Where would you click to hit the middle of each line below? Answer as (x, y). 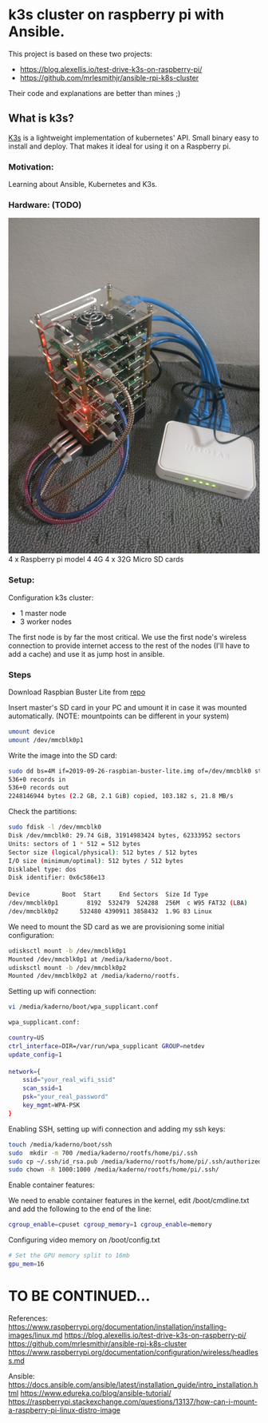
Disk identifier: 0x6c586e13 (57, 878)
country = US (26, 1038)
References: (28, 1318)
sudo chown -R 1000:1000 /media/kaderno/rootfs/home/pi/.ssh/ (114, 1170)
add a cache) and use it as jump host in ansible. (87, 654)
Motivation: (31, 167)
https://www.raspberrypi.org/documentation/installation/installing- (118, 1326)
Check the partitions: (43, 812)
